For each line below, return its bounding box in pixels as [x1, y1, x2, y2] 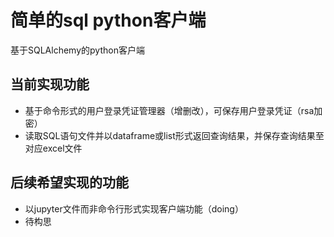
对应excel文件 [24, 142, 83, 154]
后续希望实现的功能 [10, 174, 129, 191]
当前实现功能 [10, 76, 90, 93]
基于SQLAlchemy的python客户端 [10, 44, 145, 56]
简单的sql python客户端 [10, 9, 207, 32]
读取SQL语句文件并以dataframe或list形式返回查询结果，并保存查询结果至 [24, 129, 325, 141]
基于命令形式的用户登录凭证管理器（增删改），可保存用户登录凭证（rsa [24, 104, 315, 116]
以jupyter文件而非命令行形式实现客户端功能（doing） [24, 202, 244, 215]
